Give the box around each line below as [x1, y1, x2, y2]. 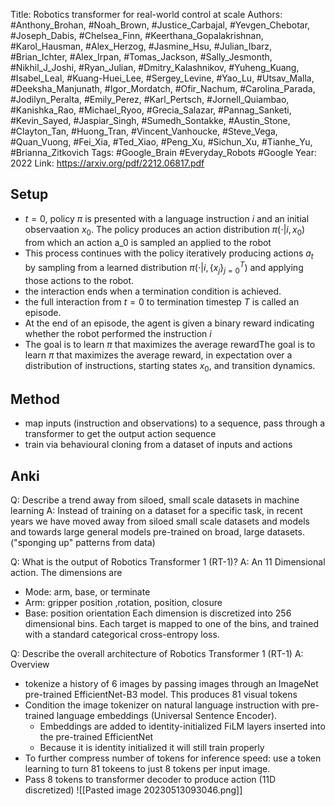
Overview [10, 659, 50, 671]
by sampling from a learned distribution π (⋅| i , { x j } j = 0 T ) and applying [24, 260, 304, 276]
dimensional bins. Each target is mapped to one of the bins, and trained [24, 618, 320, 630]
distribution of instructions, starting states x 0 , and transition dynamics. [24, 359, 316, 374]
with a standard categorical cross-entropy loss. [24, 629, 220, 641]
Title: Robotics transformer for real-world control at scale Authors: [10, 9, 283, 20]
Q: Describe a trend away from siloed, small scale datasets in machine [10, 494, 300, 506]
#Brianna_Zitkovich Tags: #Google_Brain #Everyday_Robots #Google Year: [10, 147, 317, 158]
